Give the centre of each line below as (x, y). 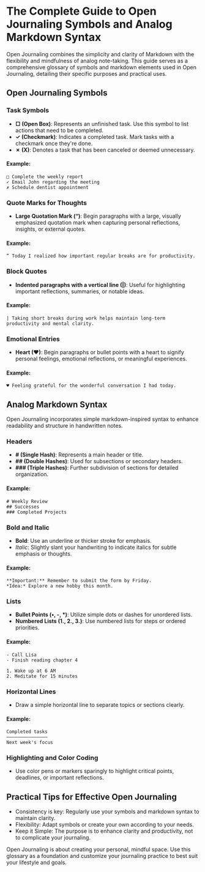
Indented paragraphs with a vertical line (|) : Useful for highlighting (100, 285)
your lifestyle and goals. (37, 863)
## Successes (23, 507)
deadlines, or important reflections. (59, 778)
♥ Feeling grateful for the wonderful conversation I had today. (91, 386)
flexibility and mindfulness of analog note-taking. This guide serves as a (97, 61)
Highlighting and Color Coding (52, 758)
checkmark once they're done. (54, 143)
